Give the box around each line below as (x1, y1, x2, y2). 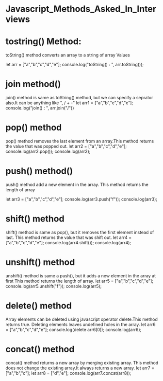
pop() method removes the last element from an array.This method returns (5, 138, 154, 144)
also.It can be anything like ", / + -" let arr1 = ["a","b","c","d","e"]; (5, 100, 133, 106)
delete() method (5, 300, 72, 311)
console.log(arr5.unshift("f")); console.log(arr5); (5, 283, 102, 289)
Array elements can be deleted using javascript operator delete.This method (5, 316, 158, 322)
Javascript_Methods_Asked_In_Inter (5, 3, 157, 15)
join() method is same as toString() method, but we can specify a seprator (5, 95, 153, 101)
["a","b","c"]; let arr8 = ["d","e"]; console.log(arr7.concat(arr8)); (5, 370, 131, 376)
